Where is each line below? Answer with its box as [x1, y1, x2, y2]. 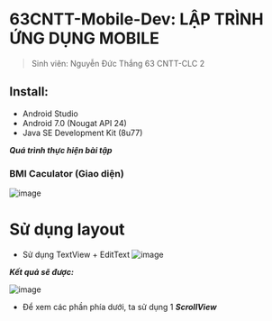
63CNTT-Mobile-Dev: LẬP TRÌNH [9, 9, 264, 30]
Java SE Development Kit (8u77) [22, 127, 143, 138]
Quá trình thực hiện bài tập [9, 144, 113, 155]
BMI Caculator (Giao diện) [9, 167, 124, 179]
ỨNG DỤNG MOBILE [9, 28, 160, 49]
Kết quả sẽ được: [9, 266, 75, 277]
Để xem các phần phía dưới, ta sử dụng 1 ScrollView [22, 301, 218, 312]
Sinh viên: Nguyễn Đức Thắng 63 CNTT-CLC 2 [31, 58, 205, 69]
